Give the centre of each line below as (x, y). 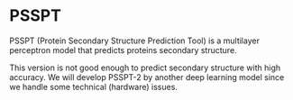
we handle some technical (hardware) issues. (94, 86)
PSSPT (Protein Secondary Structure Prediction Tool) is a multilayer (134, 41)
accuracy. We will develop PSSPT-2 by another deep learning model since (147, 77)
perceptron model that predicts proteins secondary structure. (123, 50)
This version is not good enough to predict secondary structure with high (145, 68)
